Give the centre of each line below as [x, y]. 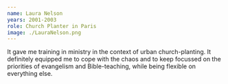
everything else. [30, 74]
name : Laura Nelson [35, 13]
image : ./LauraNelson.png [44, 32]
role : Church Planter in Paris [52, 26]
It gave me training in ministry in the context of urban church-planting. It [109, 52]
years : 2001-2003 [32, 20]
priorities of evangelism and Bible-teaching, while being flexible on [102, 66]
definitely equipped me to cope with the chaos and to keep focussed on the [114, 59]
